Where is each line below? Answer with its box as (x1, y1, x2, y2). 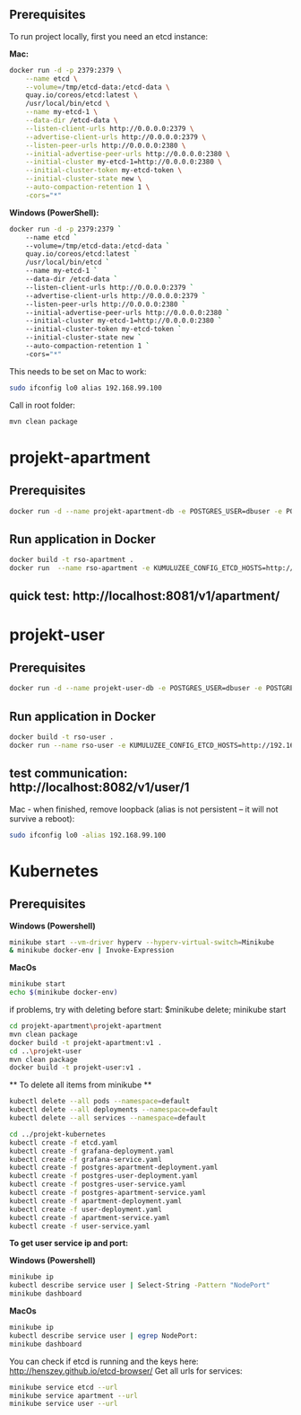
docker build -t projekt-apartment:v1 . (9, 1038, 163, 1047)
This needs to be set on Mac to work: (9, 365, 147, 376)
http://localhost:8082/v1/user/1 (9, 780, 190, 795)
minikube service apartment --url (9, 1391, 139, 1400)
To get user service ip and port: (9, 1238, 128, 1249)
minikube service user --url (9, 1400, 118, 1409)
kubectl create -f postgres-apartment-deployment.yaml (9, 1163, 219, 1173)
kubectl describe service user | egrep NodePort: (9, 1331, 199, 1340)
